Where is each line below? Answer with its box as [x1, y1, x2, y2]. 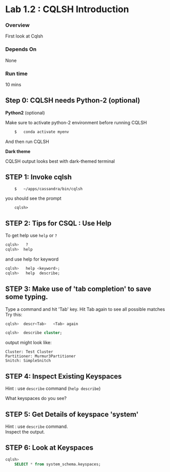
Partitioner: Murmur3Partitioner [5, 354, 76, 359]
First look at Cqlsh [5, 33, 43, 39]
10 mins [5, 82, 21, 88]
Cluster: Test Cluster [5, 349, 53, 354]
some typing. [5, 293, 48, 301]
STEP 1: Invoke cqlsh [5, 173, 72, 181]
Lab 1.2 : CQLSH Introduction [5, 4, 129, 15]
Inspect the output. [5, 428, 45, 434]
